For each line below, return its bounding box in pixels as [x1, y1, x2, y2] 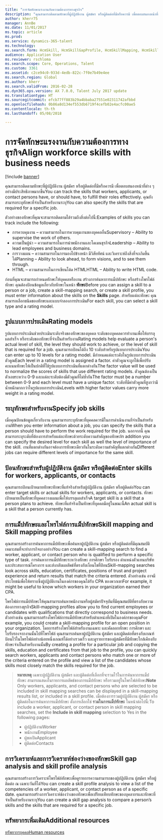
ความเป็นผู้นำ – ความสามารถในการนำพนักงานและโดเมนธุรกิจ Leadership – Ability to [12, 240, 154, 245]
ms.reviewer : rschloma [5, 57, 51, 62]
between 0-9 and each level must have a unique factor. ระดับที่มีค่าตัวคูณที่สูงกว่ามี [5, 379, 158, 385]
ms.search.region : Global [5, 75, 57, 80]
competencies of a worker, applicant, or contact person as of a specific [5, 786, 148, 792]
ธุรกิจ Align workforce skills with [5, 147, 131, 158]
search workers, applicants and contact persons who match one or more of [5, 652, 156, 658]
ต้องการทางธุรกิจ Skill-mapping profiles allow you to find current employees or [5, 604, 153, 610]
